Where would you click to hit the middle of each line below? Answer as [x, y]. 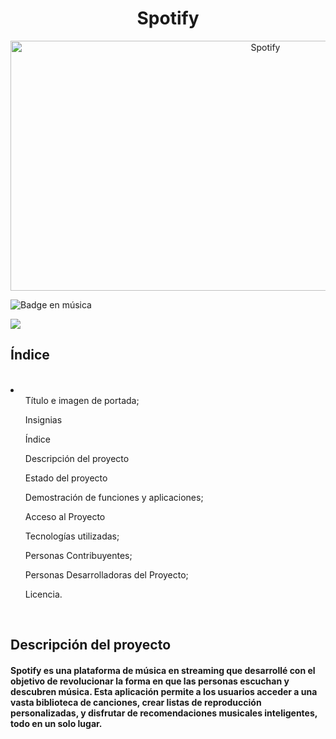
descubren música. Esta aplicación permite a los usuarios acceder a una [164, 691]
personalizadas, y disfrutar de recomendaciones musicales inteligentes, [164, 713]
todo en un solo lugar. [56, 723]
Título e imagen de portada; [82, 400]
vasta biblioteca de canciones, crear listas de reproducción [136, 702]
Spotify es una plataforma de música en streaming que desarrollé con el [163, 670]
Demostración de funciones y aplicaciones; [114, 497]
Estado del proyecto [66, 478]
